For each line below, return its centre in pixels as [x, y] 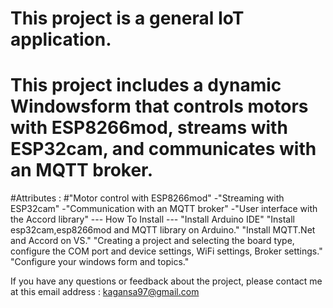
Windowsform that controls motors [159, 106]
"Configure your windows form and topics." [100, 262]
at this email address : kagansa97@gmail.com [105, 292]
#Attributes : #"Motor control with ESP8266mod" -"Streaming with [147, 198]
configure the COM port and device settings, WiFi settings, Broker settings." [166, 251]
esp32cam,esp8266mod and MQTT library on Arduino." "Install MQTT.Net [163, 230]
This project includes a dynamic [146, 85]
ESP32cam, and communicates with [163, 149]
